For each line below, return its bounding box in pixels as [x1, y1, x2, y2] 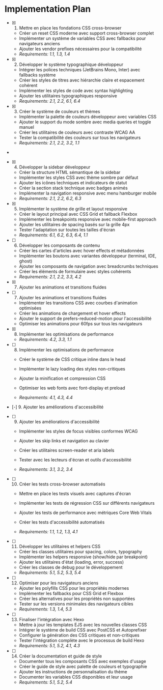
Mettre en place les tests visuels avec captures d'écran [19, 490, 131, 496]
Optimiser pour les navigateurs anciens [19, 580, 99, 586]
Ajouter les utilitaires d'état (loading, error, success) [19, 559, 124, 565]
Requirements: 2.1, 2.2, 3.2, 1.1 [19, 140, 80, 145]
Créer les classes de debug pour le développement [19, 564, 123, 570]
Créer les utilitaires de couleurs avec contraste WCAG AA [19, 129, 136, 135]
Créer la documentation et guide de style [19, 653, 102, 659]
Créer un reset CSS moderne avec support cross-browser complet [19, 30, 154, 36]
